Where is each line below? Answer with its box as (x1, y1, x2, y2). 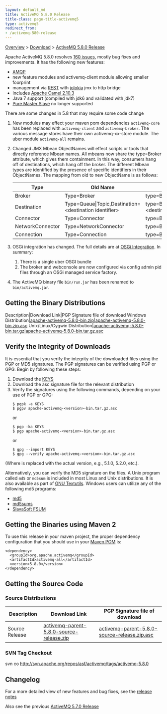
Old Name (90, 184, 115, 191)
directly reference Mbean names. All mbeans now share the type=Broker (12, 151, 162, 157)
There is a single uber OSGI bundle (19, 259, 92, 264)
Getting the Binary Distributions (5, 299, 106, 307)
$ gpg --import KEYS (12, 447, 55, 452)
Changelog (5, 675, 40, 684)
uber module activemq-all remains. (12, 136, 85, 142)
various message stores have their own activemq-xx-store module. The (12, 131, 159, 136)
